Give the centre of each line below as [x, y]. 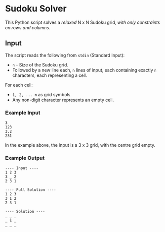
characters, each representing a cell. [50, 75]
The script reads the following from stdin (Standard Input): [65, 55]
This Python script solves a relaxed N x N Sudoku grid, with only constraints [82, 22]
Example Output [25, 158]
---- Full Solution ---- [31, 190]
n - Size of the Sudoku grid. [40, 64]
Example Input [23, 113]
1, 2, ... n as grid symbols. [42, 94]
